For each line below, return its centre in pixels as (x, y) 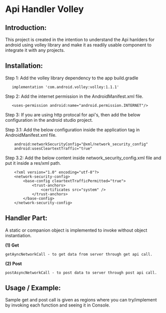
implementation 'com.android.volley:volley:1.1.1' (66, 87)
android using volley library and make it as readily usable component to (79, 45)
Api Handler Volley (44, 9)
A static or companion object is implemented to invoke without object (76, 230)
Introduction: (26, 28)
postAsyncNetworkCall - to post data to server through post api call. (81, 273)
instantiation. (18, 235)
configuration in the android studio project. (49, 120)
